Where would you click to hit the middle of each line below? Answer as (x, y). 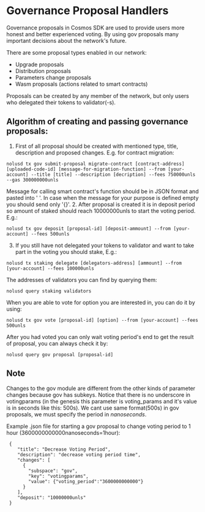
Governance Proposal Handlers (88, 11)
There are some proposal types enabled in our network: (76, 52)
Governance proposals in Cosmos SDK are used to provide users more (95, 28)
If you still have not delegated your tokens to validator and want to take (105, 245)
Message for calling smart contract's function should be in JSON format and (102, 191)
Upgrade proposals (39, 64)
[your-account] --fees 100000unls (50, 268)
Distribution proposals (43, 71)
